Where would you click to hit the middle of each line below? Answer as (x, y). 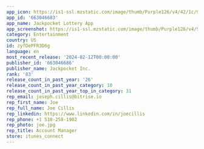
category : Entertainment (38, 35)
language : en (23, 52)
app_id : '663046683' (32, 18)
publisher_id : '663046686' (40, 63)
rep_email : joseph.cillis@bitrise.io (54, 97)
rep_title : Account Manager (42, 131)
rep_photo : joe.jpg (31, 125)
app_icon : (19, 12)
